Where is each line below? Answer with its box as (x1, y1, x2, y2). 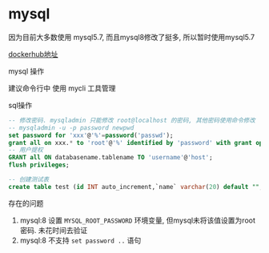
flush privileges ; (8, 161, 70, 169)
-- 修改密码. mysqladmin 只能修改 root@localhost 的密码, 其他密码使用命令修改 (8, 116, 256, 124)
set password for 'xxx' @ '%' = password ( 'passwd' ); (8, 131, 174, 139)
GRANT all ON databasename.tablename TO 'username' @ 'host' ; (8, 154, 214, 162)
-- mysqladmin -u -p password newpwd (8, 123, 134, 132)
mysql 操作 (8, 66, 45, 76)
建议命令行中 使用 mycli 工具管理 (8, 83, 116, 93)
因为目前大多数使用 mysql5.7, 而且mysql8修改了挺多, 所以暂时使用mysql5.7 (8, 32, 255, 42)
